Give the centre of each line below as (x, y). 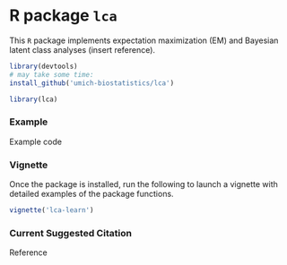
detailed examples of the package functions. (91, 194)
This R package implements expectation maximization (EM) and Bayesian (144, 40)
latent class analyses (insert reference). (82, 49)
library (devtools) (43, 66)
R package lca (64, 16)
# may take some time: (52, 74)
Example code (36, 141)
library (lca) (34, 99)
